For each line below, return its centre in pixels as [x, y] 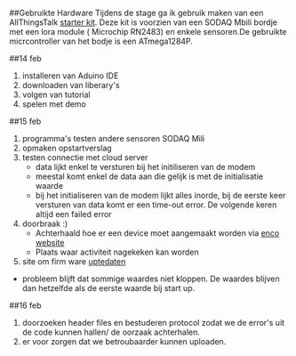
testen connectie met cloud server [85, 158]
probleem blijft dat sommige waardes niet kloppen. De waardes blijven [151, 279]
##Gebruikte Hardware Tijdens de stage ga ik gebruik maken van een [136, 13]
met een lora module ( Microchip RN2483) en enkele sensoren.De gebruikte [148, 32]
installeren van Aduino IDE [70, 76]
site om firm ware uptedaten [74, 261]
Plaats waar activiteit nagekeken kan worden [117, 252]
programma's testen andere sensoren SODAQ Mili [113, 138]
